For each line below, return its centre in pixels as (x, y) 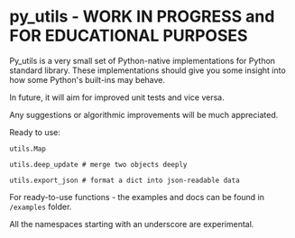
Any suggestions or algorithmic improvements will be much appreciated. (144, 114)
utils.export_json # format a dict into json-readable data (125, 180)
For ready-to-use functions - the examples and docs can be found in (137, 197)
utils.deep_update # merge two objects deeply (98, 164)
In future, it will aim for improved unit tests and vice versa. (117, 97)
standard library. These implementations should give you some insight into (147, 70)
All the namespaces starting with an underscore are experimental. (132, 224)
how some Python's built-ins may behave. (87, 79)
